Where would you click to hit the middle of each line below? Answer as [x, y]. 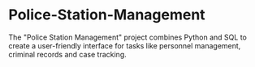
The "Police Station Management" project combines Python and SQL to [128, 37]
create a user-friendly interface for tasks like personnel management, [125, 45]
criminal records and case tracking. [68, 54]
